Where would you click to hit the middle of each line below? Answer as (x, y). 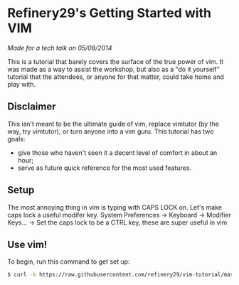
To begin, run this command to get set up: (69, 262)
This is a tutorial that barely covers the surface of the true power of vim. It (116, 61)
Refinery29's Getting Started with (110, 13)
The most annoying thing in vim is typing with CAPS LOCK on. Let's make (115, 207)
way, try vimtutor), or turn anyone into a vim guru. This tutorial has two (111, 131)
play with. (22, 84)
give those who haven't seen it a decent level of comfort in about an (117, 152)
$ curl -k (22, 275)
